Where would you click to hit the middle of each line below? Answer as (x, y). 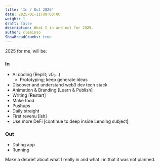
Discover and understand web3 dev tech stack (60, 85)
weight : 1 (15, 19)
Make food (23, 101)
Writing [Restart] (29, 95)
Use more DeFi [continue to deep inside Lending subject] (70, 121)
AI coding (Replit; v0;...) (36, 75)
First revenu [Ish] (30, 116)
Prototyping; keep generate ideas (54, 80)
